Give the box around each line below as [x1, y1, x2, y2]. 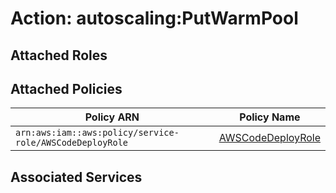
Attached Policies [10, 80, 123, 97]
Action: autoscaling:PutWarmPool [10, 7, 299, 30]
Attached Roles [10, 47, 108, 64]
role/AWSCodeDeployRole [15, 137, 129, 149]
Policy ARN [84, 110, 140, 124]
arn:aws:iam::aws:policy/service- [15, 127, 180, 139]
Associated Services [10, 168, 143, 186]
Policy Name [239, 110, 301, 124]
